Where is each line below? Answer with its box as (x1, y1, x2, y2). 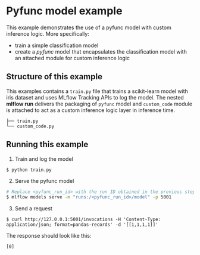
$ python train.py (6, 167, 52, 173)
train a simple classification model (14, 42, 99, 49)
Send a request (14, 205, 52, 212)
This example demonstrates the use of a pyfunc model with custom (6, 24, 171, 31)
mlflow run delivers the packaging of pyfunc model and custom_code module (6, 100, 192, 107)
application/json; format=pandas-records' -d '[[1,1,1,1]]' (6, 222, 159, 228)
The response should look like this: (6, 232, 92, 240)
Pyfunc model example (6, 4, 123, 18)
